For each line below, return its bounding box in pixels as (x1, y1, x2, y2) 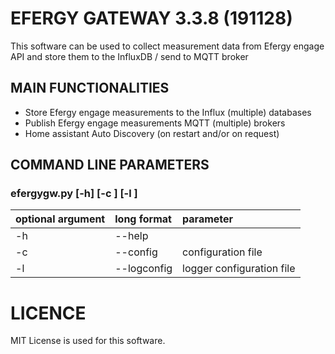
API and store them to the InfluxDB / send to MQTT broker (10, 50, 249, 62)
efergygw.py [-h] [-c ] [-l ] (10, 187, 138, 201)
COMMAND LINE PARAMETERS (10, 157, 210, 174)
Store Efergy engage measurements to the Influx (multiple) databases (24, 106, 312, 118)
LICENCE (10, 302, 87, 324)
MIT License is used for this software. (10, 335, 166, 347)
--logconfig (114, 262, 173, 276)
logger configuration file (182, 262, 296, 276)
